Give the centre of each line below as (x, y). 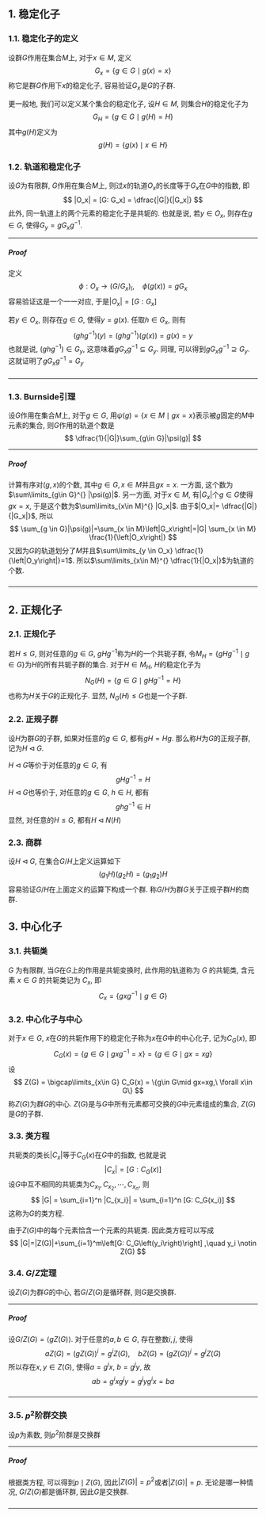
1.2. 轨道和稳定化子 (45, 167)
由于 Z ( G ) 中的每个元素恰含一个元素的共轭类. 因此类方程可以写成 (111, 1230)
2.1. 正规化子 (32, 634)
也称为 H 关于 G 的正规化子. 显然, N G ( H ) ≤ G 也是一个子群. (98, 696)
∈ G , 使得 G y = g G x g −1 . (46, 225)
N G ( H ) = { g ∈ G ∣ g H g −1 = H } (133, 681)
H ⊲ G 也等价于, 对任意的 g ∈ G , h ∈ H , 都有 (79, 793)
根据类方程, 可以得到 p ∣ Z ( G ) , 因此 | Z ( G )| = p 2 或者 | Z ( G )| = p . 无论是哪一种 (127, 1481)
